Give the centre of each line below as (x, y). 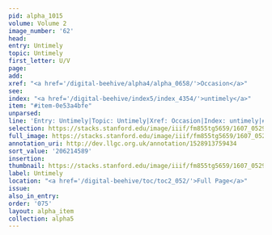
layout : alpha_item (41, 211)
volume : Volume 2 (38, 23)
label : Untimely (36, 174)
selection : (27, 128)
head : (17, 38)
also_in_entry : (34, 196)
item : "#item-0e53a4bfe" (50, 106)
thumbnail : (27, 166)
